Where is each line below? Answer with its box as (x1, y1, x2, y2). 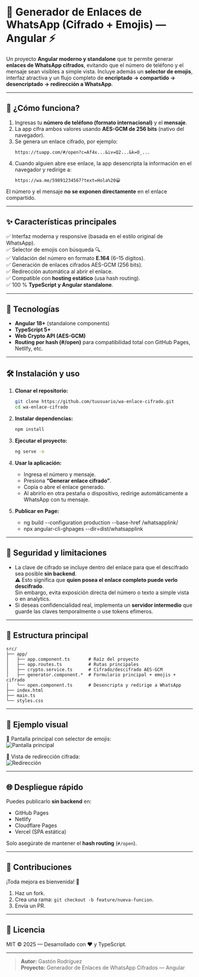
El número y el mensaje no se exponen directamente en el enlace (6, 188, 168, 195)
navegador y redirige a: (14, 166, 72, 173)
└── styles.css (6, 698, 44, 704)
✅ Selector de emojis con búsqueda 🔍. (6, 246, 102, 253)
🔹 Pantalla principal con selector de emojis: (6, 735, 111, 742)
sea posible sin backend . (14, 570, 77, 577)
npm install (14, 426, 44, 432)
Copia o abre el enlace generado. (23, 483, 105, 491)
